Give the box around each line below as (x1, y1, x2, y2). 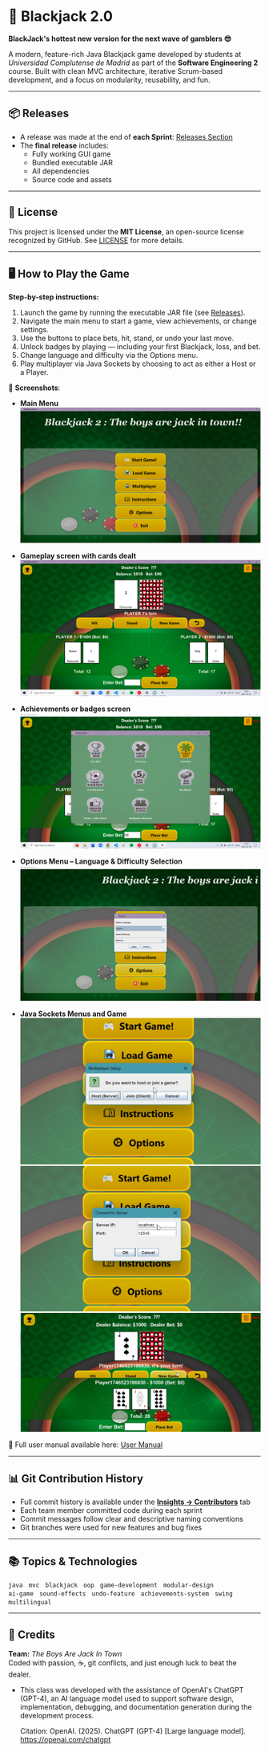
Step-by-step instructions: (8, 292, 100, 302)
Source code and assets (31, 174, 112, 184)
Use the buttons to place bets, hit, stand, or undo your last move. (19, 333, 235, 343)
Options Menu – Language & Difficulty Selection (19, 856, 183, 866)
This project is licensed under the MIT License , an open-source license (8, 226, 244, 236)
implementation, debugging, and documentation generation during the (19, 1701, 252, 1712)
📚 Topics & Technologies (8, 1555, 138, 1568)
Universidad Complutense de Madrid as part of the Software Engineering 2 (8, 58, 259, 67)
